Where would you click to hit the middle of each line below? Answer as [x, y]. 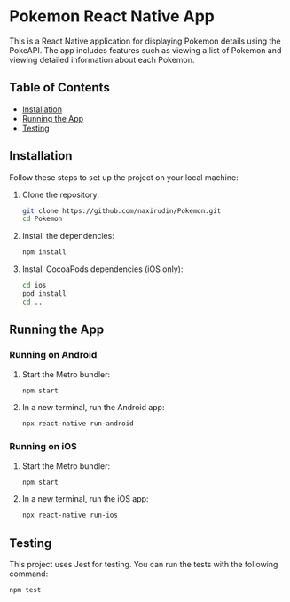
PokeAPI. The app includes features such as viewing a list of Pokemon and [145, 50]
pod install [44, 294]
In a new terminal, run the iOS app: [85, 499]
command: [29, 574]
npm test [25, 590]
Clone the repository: [61, 194]
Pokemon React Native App [112, 16]
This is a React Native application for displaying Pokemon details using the [145, 41]
